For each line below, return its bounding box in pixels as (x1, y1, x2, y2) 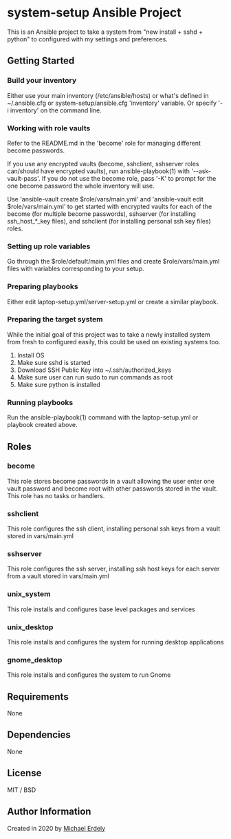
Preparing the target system (7, 315, 103, 324)
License (7, 767, 42, 779)
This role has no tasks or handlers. (7, 491, 105, 500)
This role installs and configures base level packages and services (7, 605, 196, 613)
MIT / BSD (7, 785, 36, 794)
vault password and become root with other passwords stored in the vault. (7, 484, 218, 493)
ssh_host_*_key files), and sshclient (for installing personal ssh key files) (7, 217, 211, 225)
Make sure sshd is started (16, 358, 91, 366)
